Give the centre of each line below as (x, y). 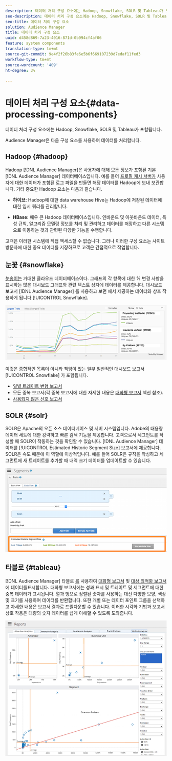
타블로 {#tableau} (33, 567)
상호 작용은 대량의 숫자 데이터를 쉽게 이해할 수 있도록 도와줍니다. (70, 613)
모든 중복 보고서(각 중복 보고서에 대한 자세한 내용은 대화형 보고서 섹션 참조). (88, 393)
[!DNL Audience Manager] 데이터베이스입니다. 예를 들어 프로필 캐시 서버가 (81, 176)
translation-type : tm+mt (32, 49)
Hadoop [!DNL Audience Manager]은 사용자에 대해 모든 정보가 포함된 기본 (81, 170)
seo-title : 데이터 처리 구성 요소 (37, 22)
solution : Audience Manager (35, 27)
